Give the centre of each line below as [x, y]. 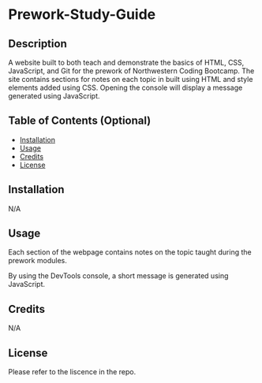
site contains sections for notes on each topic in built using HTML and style [131, 79]
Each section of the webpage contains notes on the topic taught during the [130, 252]
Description [37, 44]
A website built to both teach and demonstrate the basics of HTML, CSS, [126, 62]
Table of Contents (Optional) [80, 121]
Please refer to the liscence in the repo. [72, 372]
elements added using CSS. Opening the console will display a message [125, 87]
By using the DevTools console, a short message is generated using [118, 276]
